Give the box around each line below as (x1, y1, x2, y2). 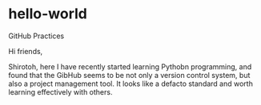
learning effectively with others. (8, 87, 113, 96)
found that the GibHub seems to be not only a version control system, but (8, 70, 251, 80)
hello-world (8, 5, 88, 23)
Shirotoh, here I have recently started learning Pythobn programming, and (8, 61, 252, 72)
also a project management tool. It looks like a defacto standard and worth (8, 79, 254, 88)
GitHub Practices (8, 31, 65, 41)
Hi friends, (8, 46, 43, 56)
